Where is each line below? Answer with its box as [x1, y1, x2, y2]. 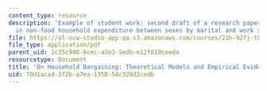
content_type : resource [8, 11, 87, 20]
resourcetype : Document [8, 56, 87, 64]
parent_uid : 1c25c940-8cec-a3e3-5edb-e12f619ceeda [8, 48, 180, 56]
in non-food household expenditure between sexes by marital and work [15, 26, 254, 34]
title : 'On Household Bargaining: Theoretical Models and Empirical [8, 63, 240, 71]
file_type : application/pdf [8, 41, 102, 49]
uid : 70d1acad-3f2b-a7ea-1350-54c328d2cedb [8, 70, 155, 78]
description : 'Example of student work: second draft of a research [8, 19, 240, 27]
